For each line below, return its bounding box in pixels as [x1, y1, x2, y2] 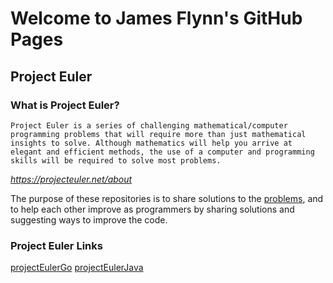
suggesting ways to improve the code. [10, 213, 168, 226]
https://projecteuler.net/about [10, 173, 133, 185]
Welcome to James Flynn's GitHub [10, 7, 303, 30]
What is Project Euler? [10, 98, 120, 112]
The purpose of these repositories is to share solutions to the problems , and [10, 192, 324, 204]
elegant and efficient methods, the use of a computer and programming [10, 147, 315, 157]
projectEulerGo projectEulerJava [10, 262, 144, 274]
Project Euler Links [10, 238, 103, 252]
